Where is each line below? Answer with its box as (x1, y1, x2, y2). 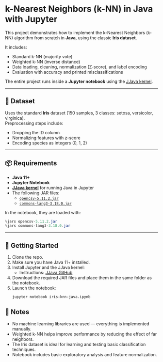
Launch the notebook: (12, 285, 56, 291)
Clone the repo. (12, 254, 44, 260)
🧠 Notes (5, 308, 30, 316)
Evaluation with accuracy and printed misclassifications (12, 69, 123, 75)
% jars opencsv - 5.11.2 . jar (5, 219, 57, 224)
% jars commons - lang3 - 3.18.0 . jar (5, 223, 70, 228)
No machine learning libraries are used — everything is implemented (12, 321, 149, 327)
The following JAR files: (12, 190, 60, 196)
